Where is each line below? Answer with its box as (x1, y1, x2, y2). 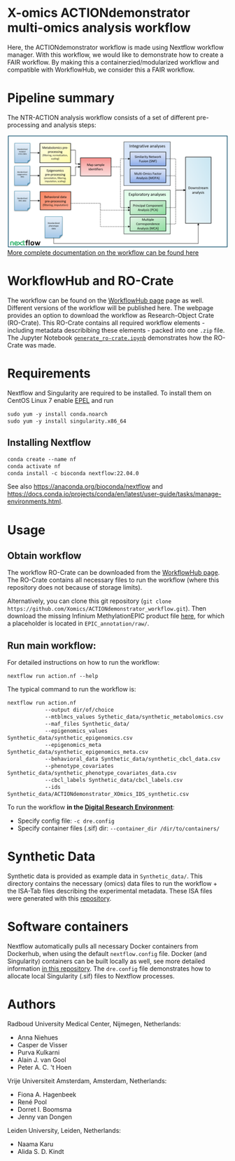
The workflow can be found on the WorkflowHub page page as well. (7, 296, 204, 305)
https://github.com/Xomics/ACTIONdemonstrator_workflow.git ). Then (7, 604, 206, 613)
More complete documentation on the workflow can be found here (7, 248, 199, 257)
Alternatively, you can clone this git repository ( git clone (7, 597, 172, 605)
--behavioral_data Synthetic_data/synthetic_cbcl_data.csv (44, 756, 220, 763)
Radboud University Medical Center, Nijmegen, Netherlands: (7, 1020, 181, 1028)
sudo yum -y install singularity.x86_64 (7, 418, 127, 425)
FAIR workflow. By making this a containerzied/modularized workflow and (7, 58, 220, 66)
